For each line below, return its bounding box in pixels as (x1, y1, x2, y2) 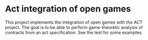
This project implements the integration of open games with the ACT (5, 19, 143, 25)
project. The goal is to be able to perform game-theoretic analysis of (5, 24, 143, 30)
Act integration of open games (5, 3, 131, 14)
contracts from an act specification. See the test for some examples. (5, 29, 143, 35)
